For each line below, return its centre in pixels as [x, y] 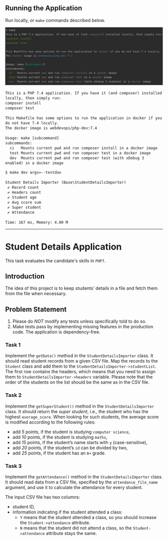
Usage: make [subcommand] [32, 138]
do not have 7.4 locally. [32, 123]
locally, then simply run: [33, 98]
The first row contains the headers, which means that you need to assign [80, 372]
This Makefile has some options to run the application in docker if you [84, 118]
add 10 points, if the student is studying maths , [60, 437]
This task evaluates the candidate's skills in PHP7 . [55, 261]
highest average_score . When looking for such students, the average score [82, 417]
